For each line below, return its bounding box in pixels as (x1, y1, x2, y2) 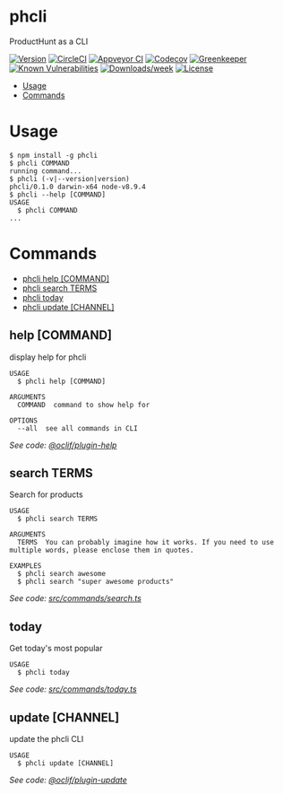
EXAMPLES (9, 562, 42, 571)
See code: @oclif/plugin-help (9, 440, 117, 450)
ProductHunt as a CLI (9, 36, 89, 47)
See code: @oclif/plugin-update (9, 774, 128, 786)
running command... (9, 166, 82, 176)
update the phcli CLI (9, 734, 84, 745)
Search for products (9, 489, 83, 500)
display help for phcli (9, 352, 87, 362)
